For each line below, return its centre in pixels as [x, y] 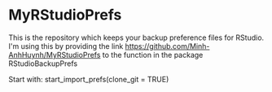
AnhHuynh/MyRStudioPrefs [55, 55]
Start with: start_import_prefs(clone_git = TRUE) [89, 79]
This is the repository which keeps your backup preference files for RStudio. [136, 37]
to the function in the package [153, 55]
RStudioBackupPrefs [43, 64]
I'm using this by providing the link [66, 46]
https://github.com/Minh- [167, 46]
